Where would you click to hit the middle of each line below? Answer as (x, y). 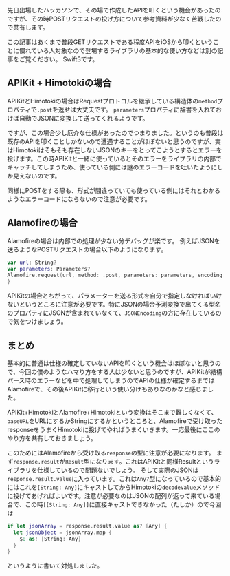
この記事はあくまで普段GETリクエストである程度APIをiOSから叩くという (110, 42)
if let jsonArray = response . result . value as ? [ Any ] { (87, 526)
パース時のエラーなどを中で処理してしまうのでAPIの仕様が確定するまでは (111, 380)
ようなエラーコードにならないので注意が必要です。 (79, 199)
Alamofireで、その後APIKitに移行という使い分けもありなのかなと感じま (107, 389)
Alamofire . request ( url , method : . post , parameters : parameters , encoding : (116, 275)
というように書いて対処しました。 (55, 566)
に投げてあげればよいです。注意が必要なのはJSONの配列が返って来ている (111, 495)
